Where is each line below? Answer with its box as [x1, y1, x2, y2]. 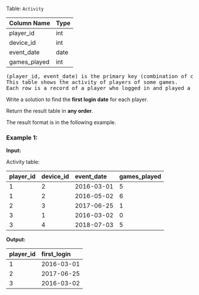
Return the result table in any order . [6, 108, 94, 114]
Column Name [9, 19, 50, 27]
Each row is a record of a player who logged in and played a [6, 85, 191, 91]
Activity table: [6, 158, 40, 166]
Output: [6, 236, 25, 243]
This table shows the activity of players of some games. [6, 79, 178, 85]
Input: [6, 147, 21, 154]
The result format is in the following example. [6, 119, 117, 126]
